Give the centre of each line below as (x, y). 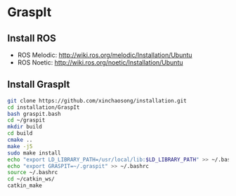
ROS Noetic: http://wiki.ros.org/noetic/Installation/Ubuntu (100, 63)
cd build (20, 133)
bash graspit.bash (34, 114)
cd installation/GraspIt (44, 107)
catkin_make (25, 186)
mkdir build (25, 127)
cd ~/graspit (26, 120)
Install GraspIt (39, 85)
